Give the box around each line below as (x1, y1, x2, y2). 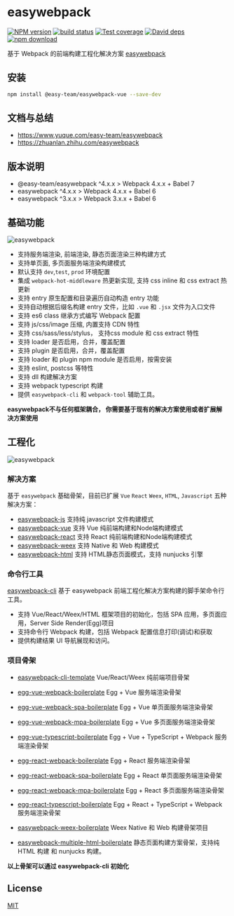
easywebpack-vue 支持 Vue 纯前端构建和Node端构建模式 (17, 524, 184, 533)
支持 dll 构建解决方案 (17, 373, 78, 381)
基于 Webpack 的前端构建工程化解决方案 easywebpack (7, 49, 166, 57)
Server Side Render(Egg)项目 (29, 619, 114, 627)
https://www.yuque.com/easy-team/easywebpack (17, 131, 163, 139)
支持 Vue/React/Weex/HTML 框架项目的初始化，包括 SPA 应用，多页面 (17, 610, 221, 619)
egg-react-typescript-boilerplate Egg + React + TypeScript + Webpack (17, 800, 223, 808)
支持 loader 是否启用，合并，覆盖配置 (17, 338, 126, 346)
